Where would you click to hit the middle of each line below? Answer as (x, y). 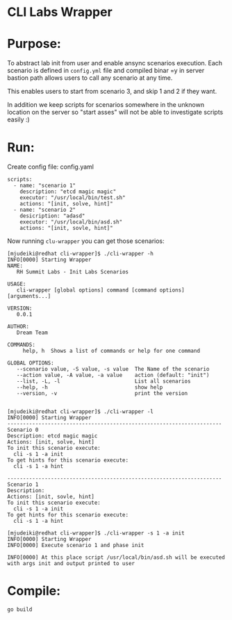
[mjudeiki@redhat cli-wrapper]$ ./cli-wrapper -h (81, 254)
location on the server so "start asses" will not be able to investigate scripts (115, 112)
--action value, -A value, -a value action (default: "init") (113, 376)
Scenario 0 (23, 430)
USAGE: (17, 284)
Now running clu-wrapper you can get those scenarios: (86, 241)
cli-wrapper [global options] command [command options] (101, 290)
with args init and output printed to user (71, 564)
